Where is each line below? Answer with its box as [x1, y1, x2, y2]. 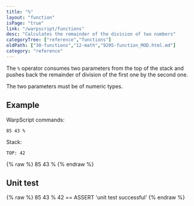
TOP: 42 [6, 150, 26, 156]
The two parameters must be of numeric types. [6, 83, 123, 90]
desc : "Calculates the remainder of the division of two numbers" [6, 31, 176, 37]
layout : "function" [6, 14, 55, 20]
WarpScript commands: [6, 116, 65, 123]
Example [6, 100, 40, 110]
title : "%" [6, 8, 34, 15]
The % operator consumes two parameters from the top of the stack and [6, 64, 184, 72]
